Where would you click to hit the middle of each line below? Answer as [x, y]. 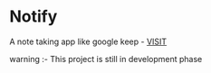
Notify [34, 17]
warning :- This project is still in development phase [106, 59]
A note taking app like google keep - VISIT [88, 41]
